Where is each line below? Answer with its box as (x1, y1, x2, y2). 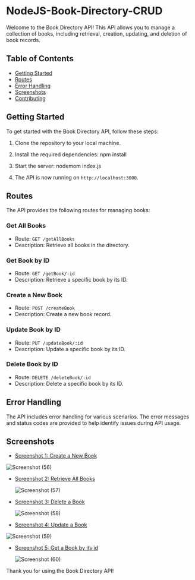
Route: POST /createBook (14, 304, 76, 311)
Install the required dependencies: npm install (14, 150, 127, 158)
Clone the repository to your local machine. (14, 139, 121, 146)
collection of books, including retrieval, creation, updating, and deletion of (6, 30, 187, 37)
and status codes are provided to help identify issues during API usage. (6, 419, 181, 426)
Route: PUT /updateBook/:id (14, 339, 83, 346)
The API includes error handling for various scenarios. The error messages (6, 413, 189, 420)
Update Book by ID (6, 326, 61, 334)
